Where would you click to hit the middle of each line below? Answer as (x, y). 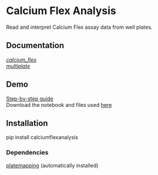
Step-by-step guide (30, 99)
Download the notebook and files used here (59, 105)
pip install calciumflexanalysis (42, 137)
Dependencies (27, 153)
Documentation (35, 46)
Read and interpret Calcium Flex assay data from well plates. (79, 27)
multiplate (18, 66)
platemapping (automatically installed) (52, 165)
